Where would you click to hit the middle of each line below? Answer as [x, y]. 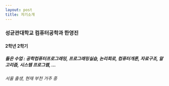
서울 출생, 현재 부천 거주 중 [31, 78]
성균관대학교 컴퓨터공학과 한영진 [42, 33]
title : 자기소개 [20, 15]
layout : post [19, 10]
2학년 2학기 [17, 46]
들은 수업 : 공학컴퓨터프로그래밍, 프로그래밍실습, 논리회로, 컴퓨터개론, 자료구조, [82, 58]
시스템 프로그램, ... [38, 65]
